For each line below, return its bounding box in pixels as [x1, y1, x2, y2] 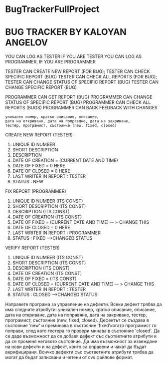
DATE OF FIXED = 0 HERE [12, 163, 66, 169]
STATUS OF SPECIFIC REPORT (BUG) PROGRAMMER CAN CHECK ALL [5, 99, 151, 105]
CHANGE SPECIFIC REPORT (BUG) [5, 84, 77, 90]
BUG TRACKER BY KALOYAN [5, 26, 127, 38]
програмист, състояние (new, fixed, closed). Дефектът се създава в [5, 317, 150, 323]
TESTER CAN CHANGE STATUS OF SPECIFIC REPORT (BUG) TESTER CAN [5, 79, 159, 85]
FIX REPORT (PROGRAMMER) [5, 188, 66, 194]
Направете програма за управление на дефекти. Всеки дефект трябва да [5, 301, 162, 308]
